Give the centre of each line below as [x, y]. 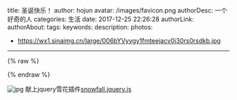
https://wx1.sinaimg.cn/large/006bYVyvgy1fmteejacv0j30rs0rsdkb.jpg [119, 40]
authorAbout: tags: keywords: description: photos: [80, 27]
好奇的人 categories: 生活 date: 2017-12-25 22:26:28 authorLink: [101, 19]
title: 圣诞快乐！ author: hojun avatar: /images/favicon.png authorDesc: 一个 [117, 10]
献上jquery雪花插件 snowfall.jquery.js [78, 89]
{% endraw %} [29, 75]
